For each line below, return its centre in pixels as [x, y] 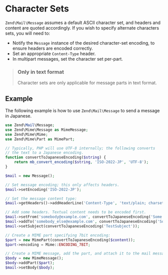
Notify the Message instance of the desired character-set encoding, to [83, 43]
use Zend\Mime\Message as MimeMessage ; [47, 130]
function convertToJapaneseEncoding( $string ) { [56, 158]
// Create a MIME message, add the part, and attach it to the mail [78, 253]
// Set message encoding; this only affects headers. [62, 185]
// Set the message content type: [41, 198]
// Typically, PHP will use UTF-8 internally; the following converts [80, 148]
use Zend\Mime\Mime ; [27, 134]
